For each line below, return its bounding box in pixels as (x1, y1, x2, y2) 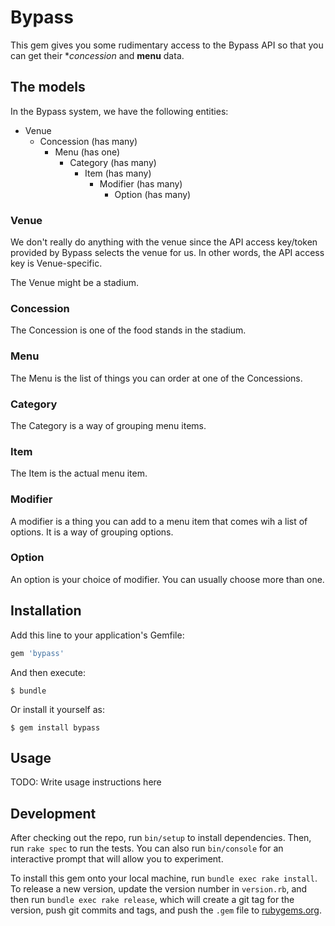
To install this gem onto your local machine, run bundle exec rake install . (10, 872, 318, 885)
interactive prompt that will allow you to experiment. (10, 853, 224, 865)
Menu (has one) (54, 146, 121, 158)
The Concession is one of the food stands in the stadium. (10, 324, 247, 336)
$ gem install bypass (10, 722, 101, 733)
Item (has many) (84, 167, 152, 179)
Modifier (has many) (99, 177, 183, 190)
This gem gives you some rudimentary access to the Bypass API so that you (10, 39, 324, 51)
